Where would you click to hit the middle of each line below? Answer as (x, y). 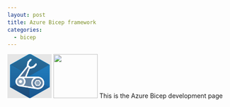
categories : (25, 30)
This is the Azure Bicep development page (161, 96)
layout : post (27, 15)
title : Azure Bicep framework (52, 22)
